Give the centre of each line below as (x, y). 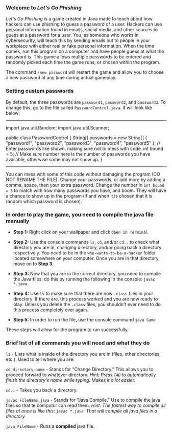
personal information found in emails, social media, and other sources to (82, 30)
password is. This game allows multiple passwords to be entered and (78, 57)
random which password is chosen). (44, 201)
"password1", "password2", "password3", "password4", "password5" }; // (83, 143)
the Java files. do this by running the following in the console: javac (84, 279)
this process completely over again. (51, 310)
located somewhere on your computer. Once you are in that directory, (87, 258)
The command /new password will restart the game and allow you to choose (85, 72)
